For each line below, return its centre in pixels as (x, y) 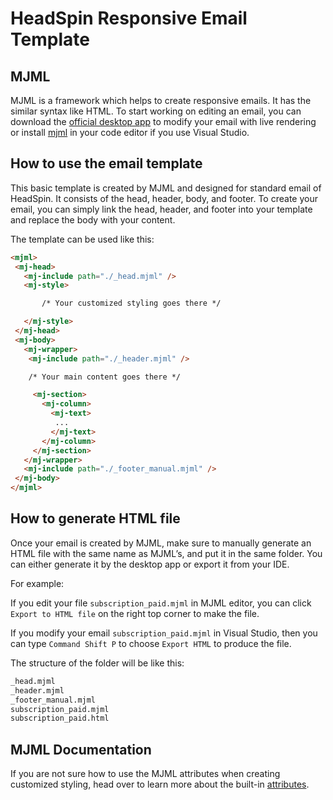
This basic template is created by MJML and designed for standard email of (166, 188)
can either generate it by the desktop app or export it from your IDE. (150, 564)
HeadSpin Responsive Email (129, 18)
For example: (37, 583)
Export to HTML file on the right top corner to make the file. (135, 613)
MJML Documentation (81, 749)
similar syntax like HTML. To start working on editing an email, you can (156, 111)
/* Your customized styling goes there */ (131, 303)
